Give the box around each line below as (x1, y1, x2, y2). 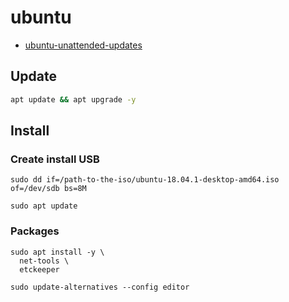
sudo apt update (10, 201, 78, 211)
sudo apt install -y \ (10, 247, 105, 257)
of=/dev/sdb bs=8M (10, 184, 87, 194)
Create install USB (10, 152, 100, 166)
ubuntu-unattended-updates (24, 39, 143, 51)
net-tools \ (19, 256, 70, 266)
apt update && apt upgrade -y (10, 94, 137, 105)
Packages (10, 224, 60, 238)
